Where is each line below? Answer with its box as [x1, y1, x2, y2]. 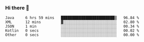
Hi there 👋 [5, 4, 30, 11]
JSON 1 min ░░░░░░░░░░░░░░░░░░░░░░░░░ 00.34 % [5, 24, 140, 29]
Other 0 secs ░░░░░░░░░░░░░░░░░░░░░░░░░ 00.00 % [5, 33, 140, 38]
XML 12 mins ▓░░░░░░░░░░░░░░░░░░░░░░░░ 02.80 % [5, 20, 140, 25]
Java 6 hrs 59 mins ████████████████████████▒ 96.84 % [5, 16, 140, 21]
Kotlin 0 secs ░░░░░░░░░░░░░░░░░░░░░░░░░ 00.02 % [5, 28, 140, 33]
